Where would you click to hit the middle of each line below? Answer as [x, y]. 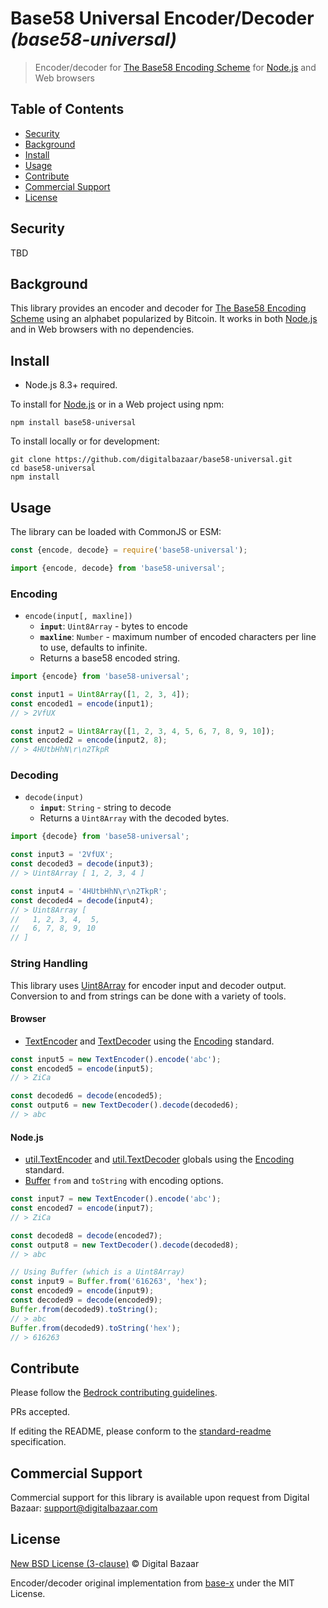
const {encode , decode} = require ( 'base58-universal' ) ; [129, 550]
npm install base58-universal [73, 423]
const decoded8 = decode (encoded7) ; [86, 1235]
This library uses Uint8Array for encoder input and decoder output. [148, 985]
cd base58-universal [53, 468]
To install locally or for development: [85, 441]
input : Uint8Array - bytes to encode [113, 626]
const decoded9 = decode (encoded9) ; [86, 1300]
